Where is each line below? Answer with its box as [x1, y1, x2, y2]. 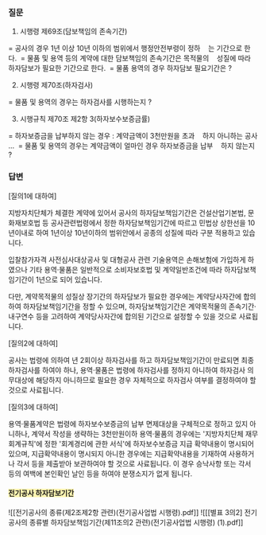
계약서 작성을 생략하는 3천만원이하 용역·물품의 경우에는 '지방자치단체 [31, 428, 244, 439]
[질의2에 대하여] [8, 338, 58, 348]
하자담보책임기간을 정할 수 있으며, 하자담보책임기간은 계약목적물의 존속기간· [22, 301, 256, 311]
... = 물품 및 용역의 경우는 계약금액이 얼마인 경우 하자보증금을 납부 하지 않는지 [8, 141, 256, 150]
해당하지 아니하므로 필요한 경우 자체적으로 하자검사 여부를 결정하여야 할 [35, 375, 256, 385]
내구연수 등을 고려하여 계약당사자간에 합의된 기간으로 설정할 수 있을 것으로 [8, 311, 237, 321]
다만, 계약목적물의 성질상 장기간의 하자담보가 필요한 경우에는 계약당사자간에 [8, 291, 242, 301]
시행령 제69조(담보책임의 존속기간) [19, 26, 128, 37]
